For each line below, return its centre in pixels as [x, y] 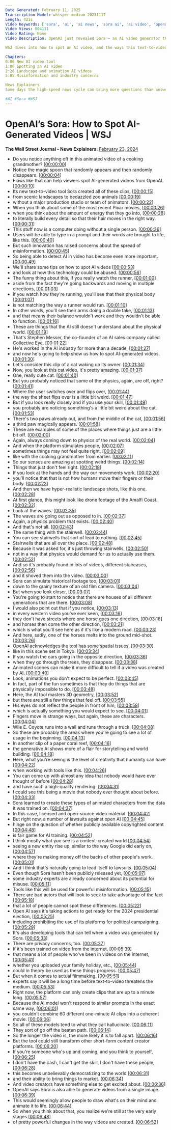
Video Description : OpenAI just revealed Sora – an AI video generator [83, 39]
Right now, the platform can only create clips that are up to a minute [84, 992]
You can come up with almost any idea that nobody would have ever [84, 776]
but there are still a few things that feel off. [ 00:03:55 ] [69, 700]
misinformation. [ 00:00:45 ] [41, 251]
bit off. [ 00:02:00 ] [31, 435]
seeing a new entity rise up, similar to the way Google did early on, [82, 846]
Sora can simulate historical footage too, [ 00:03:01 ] [66, 581]
